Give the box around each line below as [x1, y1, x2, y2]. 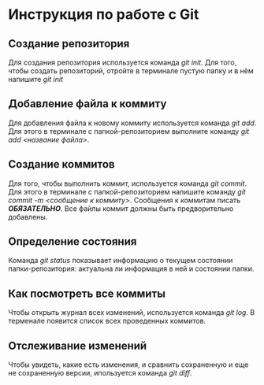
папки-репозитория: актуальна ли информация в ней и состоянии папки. [8, 264, 255, 273]
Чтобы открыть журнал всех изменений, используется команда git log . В [8, 308, 255, 317]
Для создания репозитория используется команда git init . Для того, [8, 57, 237, 67]
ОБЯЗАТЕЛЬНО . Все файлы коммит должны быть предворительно [8, 203, 234, 213]
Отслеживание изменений [8, 339, 147, 352]
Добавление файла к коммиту [8, 97, 167, 111]
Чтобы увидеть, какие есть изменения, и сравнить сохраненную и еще [8, 360, 249, 369]
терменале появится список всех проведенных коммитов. [8, 317, 206, 326]
